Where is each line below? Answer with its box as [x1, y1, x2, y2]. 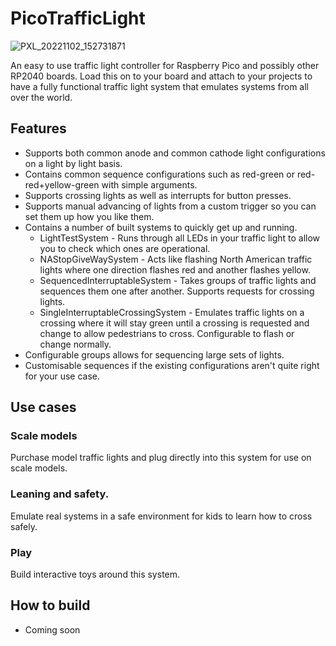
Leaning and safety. [10, 487, 110, 501]
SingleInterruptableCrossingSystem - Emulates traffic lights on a [39, 306, 305, 318]
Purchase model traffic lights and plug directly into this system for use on [10, 452, 312, 464]
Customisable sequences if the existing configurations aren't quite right [24, 359, 320, 371]
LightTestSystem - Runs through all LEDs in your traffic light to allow [39, 232, 321, 244]
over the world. [10, 91, 73, 103]
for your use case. [24, 370, 100, 382]
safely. [10, 520, 38, 532]
